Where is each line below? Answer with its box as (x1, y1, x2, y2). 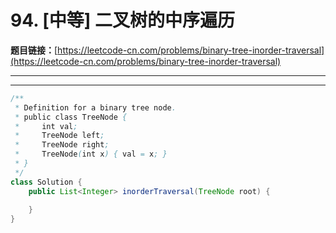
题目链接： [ (10, 44, 58, 56)
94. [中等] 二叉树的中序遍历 (10, 9, 236, 32)
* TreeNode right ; (14, 140, 110, 150)
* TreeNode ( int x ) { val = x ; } (14, 149, 168, 160)
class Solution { (10, 177, 83, 187)
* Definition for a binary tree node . (14, 102, 177, 113)
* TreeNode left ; (14, 131, 105, 141)
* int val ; (14, 121, 78, 131)
